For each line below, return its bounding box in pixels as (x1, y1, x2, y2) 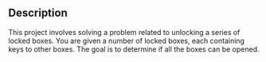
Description (8, 6, 68, 20)
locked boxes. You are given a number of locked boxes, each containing (8, 36, 245, 45)
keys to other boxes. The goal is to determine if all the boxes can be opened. (8, 44, 260, 54)
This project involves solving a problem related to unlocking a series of (8, 27, 241, 37)
